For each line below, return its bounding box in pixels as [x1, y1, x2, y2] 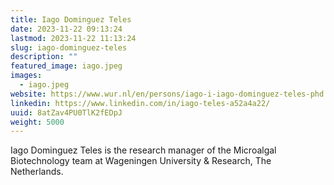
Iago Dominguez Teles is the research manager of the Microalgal [10, 144, 277, 156]
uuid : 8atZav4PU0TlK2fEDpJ [10, 107, 123, 118]
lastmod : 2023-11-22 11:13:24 [10, 33, 137, 43]
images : [10, 71, 43, 81]
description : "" [10, 52, 78, 62]
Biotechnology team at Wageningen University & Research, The [10, 155, 272, 167]
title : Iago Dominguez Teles [10, 14, 132, 25]
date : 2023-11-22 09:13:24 [10, 24, 123, 34]
